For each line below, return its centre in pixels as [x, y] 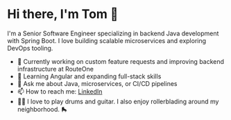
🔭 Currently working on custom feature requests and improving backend [120, 61]
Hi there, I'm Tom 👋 [63, 14]
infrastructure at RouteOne [55, 69]
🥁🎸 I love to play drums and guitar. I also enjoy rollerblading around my [118, 101]
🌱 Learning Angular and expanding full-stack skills [89, 76]
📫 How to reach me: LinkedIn [60, 91]
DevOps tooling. [30, 48]
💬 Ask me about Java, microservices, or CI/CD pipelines [97, 83]
